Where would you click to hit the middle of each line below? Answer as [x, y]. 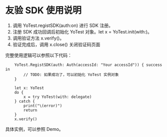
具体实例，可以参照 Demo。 [34, 129]
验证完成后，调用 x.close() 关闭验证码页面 [56, 44]
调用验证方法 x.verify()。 [38, 38]
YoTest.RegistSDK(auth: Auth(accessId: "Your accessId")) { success [88, 65]
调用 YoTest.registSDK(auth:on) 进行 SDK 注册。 [63, 25]
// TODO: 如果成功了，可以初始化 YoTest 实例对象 [71, 75]
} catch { [25, 101]
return [30, 110]
